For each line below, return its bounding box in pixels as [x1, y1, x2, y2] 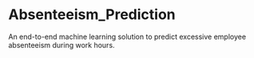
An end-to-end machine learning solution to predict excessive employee [8, 32, 246, 41]
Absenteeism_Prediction [8, 6, 176, 24]
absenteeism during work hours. [8, 40, 115, 49]
